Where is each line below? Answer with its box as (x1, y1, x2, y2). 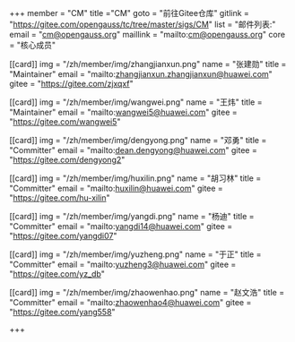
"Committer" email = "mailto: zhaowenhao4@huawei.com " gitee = (9, 297, 252, 307)
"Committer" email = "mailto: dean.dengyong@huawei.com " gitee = (9, 145, 257, 155)
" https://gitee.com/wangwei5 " (9, 116, 121, 127)
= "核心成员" (9, 39, 56, 50)
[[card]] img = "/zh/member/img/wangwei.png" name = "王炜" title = (9, 97, 263, 107)
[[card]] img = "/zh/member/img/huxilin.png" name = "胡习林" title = (9, 173, 262, 184)
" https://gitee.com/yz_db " (9, 269, 105, 279)
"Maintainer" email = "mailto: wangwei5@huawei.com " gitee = (9, 107, 238, 117)
